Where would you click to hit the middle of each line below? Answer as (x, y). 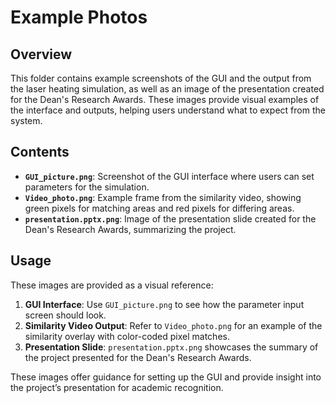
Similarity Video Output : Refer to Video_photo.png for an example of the (173, 325)
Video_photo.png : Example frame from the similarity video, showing (163, 197)
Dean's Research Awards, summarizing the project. (130, 229)
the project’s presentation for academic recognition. (117, 387)
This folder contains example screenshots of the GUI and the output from (161, 78)
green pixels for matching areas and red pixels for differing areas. (159, 208)
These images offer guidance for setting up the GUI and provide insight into (166, 377)
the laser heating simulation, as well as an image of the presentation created (167, 89)
